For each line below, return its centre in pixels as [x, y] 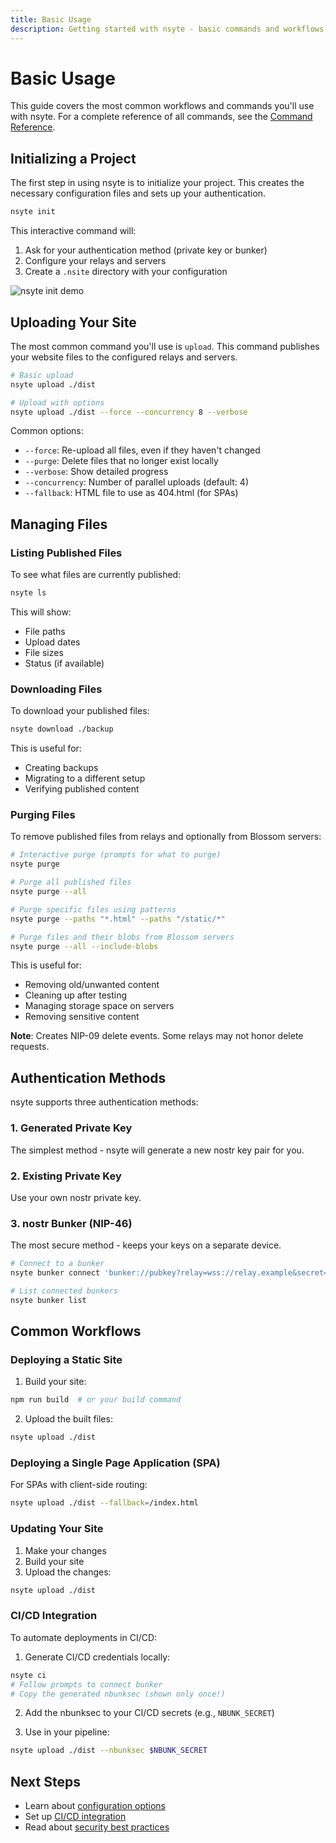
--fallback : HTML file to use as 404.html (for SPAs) [131, 493]
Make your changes [65, 1550]
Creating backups [61, 768]
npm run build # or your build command [96, 1400]
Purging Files [43, 815]
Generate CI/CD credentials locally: [97, 1657]
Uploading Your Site [73, 322]
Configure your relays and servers [95, 261]
